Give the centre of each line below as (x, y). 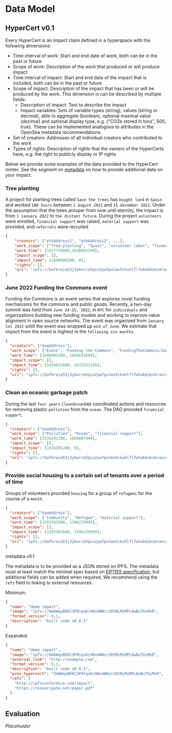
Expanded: (17, 635)
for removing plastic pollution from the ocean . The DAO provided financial (85, 409)
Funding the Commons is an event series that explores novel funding (78, 299)
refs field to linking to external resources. (49, 582)
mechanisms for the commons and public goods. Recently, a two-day (79, 305)
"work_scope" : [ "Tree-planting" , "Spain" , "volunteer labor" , (82, 246)
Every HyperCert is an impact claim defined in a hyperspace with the (78, 40)
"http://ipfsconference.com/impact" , (55, 683)
